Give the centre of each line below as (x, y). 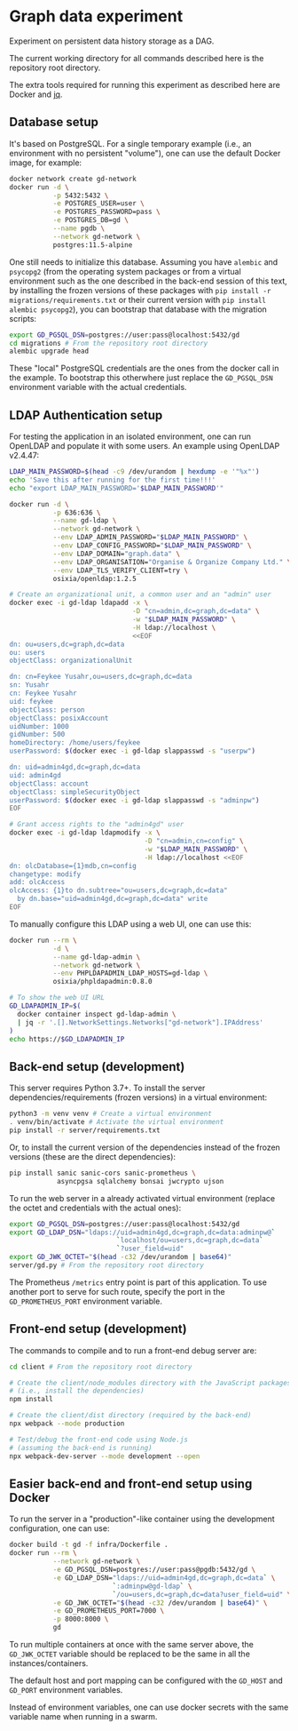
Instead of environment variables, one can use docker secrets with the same (149, 1707)
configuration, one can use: (59, 1528)
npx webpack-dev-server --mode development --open (105, 1456)
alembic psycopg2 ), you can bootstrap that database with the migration (138, 309)
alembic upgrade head (49, 351)
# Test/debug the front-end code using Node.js (99, 1440)
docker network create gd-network (73, 179)
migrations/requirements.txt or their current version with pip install (138, 299)
